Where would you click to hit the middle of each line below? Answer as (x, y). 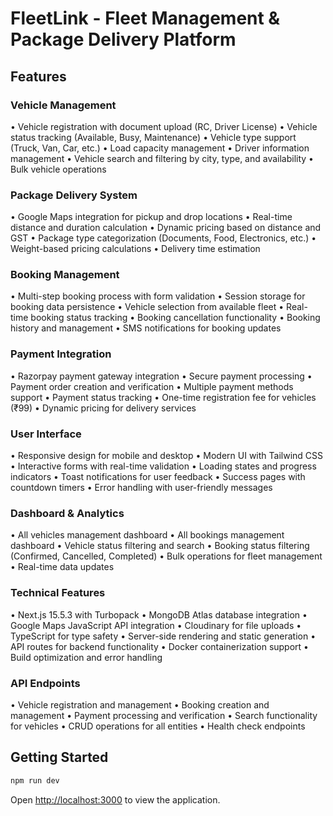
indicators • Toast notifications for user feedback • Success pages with (158, 477)
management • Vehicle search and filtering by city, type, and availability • (162, 158)
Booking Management (65, 275)
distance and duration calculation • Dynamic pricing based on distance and (166, 228)
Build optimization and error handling (86, 657)
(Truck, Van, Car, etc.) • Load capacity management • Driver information (160, 148)
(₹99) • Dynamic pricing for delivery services (103, 408)
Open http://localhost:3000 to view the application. (115, 799)
